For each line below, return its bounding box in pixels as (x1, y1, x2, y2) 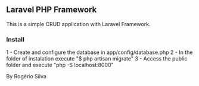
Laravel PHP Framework (6, 5, 97, 15)
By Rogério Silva (6, 73, 46, 80)
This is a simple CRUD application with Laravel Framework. (6, 20, 151, 27)
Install (6, 35, 25, 43)
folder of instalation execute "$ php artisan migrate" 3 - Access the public (6, 55, 188, 62)
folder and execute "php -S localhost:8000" (6, 62, 114, 69)
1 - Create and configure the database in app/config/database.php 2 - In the (6, 49, 193, 56)
